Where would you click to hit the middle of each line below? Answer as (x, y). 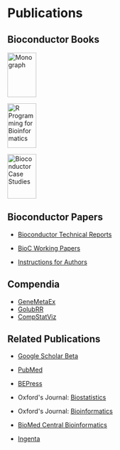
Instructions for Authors (52, 262)
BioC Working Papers (49, 248)
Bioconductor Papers (55, 218)
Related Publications (54, 339)
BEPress (30, 384)
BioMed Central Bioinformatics (62, 425)
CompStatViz (37, 316)
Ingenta (29, 439)
